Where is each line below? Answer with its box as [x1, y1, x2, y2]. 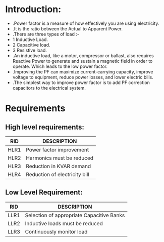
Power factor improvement [26, 146, 89, 153]
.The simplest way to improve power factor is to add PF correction [12, 79, 150, 86]
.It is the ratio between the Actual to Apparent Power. [12, 25, 123, 31]
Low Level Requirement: [5, 188, 83, 197]
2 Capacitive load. [12, 42, 50, 48]
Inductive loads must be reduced [25, 220, 103, 227]
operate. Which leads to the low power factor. [12, 63, 107, 69]
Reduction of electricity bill [26, 171, 89, 178]
